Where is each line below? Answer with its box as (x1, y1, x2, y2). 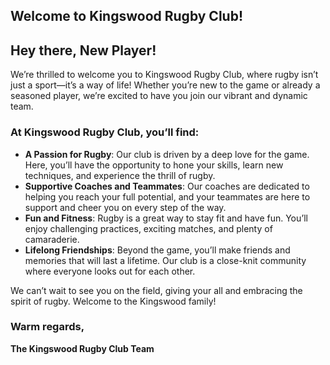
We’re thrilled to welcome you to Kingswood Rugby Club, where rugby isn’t (10, 69, 319, 81)
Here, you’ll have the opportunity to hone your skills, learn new (24, 159, 284, 171)
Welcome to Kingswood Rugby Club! (10, 8, 243, 25)
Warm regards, (10, 320, 85, 334)
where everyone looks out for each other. (24, 265, 196, 277)
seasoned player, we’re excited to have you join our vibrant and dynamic (10, 90, 308, 102)
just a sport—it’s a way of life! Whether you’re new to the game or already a (10, 79, 321, 91)
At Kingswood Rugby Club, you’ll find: (10, 125, 200, 139)
